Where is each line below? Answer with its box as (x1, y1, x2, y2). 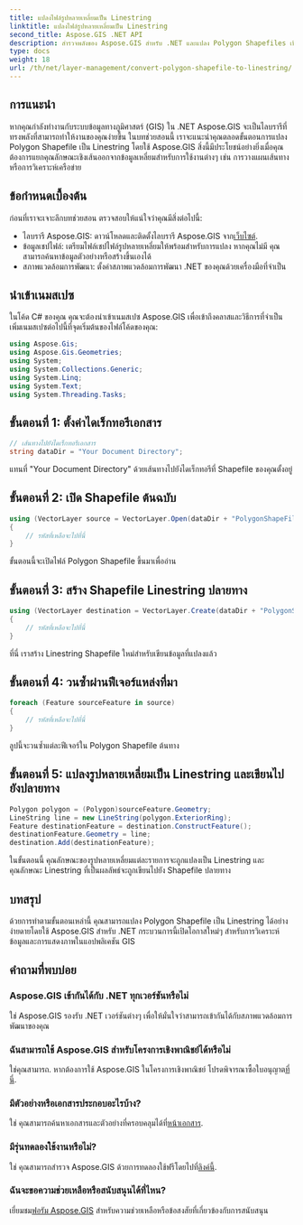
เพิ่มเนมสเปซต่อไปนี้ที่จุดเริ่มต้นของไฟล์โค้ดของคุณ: (9, 321, 159, 332)
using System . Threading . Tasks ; (9, 390, 127, 399)
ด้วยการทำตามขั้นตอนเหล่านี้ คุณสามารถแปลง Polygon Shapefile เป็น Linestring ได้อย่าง (9, 915, 289, 926)
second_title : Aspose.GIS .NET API (9, 30, 143, 39)
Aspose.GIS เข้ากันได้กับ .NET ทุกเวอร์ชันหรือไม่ (9, 989, 189, 1002)
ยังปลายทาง (9, 781, 60, 796)
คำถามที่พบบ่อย (9, 962, 77, 978)
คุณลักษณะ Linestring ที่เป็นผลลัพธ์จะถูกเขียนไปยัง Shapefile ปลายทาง (9, 865, 232, 876)
